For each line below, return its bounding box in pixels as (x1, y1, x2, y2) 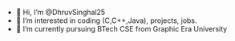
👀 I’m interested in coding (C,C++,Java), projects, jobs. (15, 16, 198, 25)
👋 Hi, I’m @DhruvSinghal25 (15, 8, 106, 17)
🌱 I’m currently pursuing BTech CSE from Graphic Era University (15, 24, 228, 33)
